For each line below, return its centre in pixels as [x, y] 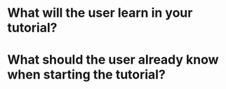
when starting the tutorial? [87, 75]
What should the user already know [113, 60]
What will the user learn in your [100, 13]
